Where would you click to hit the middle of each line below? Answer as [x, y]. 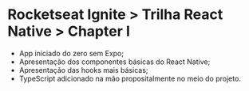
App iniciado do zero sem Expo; [71, 53]
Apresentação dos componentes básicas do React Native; [115, 62]
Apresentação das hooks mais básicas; [83, 70]
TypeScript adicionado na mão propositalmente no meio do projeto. [130, 78]
